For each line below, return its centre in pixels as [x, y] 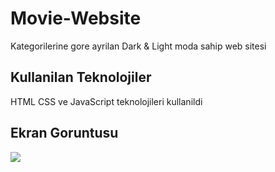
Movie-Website [76, 18]
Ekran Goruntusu [64, 133]
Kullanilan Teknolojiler [81, 77]
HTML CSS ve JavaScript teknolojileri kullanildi [106, 101]
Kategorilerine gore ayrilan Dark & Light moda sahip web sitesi [138, 46]
